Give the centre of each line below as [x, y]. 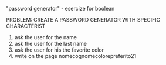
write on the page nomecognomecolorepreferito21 [75, 56]
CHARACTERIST [26, 26]
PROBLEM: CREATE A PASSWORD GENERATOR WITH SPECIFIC [83, 20]
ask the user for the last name [50, 44]
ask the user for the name [46, 37]
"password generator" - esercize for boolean [60, 8]
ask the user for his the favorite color [59, 50]
